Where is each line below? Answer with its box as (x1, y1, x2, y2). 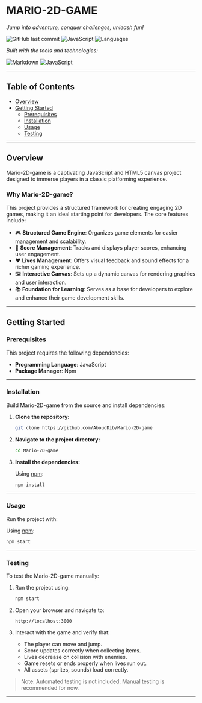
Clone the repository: (14, 413, 70, 420)
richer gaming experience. (14, 263, 81, 270)
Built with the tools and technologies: (6, 46, 98, 54)
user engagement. (14, 250, 61, 257)
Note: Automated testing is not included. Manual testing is (20, 678, 165, 685)
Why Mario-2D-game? (6, 191, 73, 199)
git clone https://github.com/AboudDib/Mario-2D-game (14, 424, 153, 431)
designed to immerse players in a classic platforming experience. (6, 175, 168, 183)
